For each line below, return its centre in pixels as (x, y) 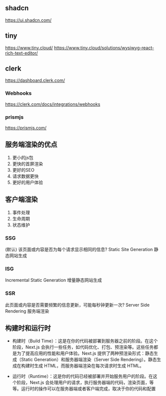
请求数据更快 (25, 176)
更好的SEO (23, 170)
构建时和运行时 (28, 328)
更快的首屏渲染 (28, 164)
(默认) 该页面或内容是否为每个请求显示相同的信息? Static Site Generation (79, 249)
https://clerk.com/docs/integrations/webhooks (53, 104)
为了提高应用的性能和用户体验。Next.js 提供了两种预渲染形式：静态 (85, 353)
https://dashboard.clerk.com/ (35, 80)
